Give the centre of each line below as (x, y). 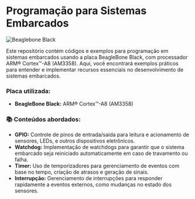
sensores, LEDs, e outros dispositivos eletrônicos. (75, 141)
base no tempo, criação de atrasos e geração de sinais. (82, 172)
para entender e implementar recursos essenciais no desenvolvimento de (95, 69)
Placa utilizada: (28, 91)
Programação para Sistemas (76, 11)
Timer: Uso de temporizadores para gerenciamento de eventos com (97, 166)
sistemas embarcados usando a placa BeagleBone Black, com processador (97, 57)
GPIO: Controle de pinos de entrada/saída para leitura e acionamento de (102, 134)
